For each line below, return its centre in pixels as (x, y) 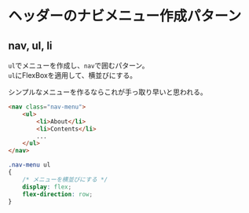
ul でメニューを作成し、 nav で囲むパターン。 (79, 65)
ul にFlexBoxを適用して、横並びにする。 (73, 75)
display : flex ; (47, 187)
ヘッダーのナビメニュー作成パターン (125, 16)
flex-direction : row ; (57, 194)
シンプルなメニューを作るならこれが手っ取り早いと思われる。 (108, 92)
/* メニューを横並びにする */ (65, 179)
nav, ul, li (30, 45)
